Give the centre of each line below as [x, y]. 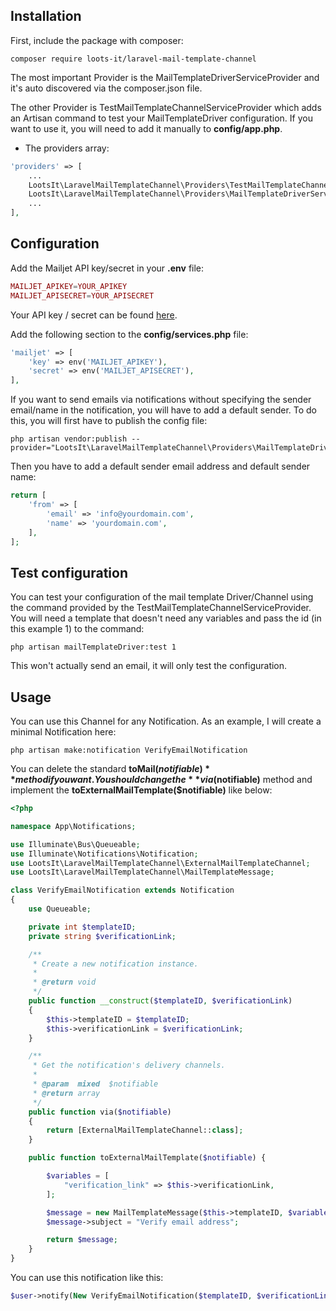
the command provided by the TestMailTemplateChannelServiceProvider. [161, 608]
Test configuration [69, 572]
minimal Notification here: [63, 732]
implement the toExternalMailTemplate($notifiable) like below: [141, 790]
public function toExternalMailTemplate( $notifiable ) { [147, 1158]
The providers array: [67, 148]
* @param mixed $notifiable [95, 1084]
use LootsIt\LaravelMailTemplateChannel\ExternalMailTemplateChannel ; [160, 863]
